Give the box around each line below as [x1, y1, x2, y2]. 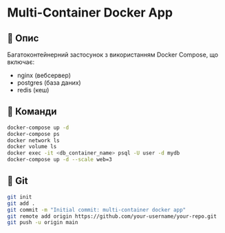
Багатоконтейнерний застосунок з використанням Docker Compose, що [7, 50, 219, 59]
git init [7, 193, 32, 201]
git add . [7, 200, 36, 207]
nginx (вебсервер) [17, 71, 71, 79]
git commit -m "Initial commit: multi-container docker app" [7, 206, 186, 213]
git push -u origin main [7, 219, 78, 226]
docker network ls [7, 136, 60, 144]
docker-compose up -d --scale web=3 [7, 156, 112, 163]
